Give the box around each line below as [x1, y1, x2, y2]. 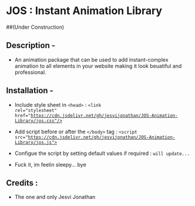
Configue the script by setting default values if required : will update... [14, 150, 190, 157]
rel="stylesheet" [14, 107, 58, 113]
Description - [6, 40, 56, 50]
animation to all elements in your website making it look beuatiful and [14, 62, 182, 69]
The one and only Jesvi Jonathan [14, 194, 96, 201]
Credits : [6, 178, 38, 188]
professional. [14, 69, 46, 76]
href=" [14, 113, 31, 119]
